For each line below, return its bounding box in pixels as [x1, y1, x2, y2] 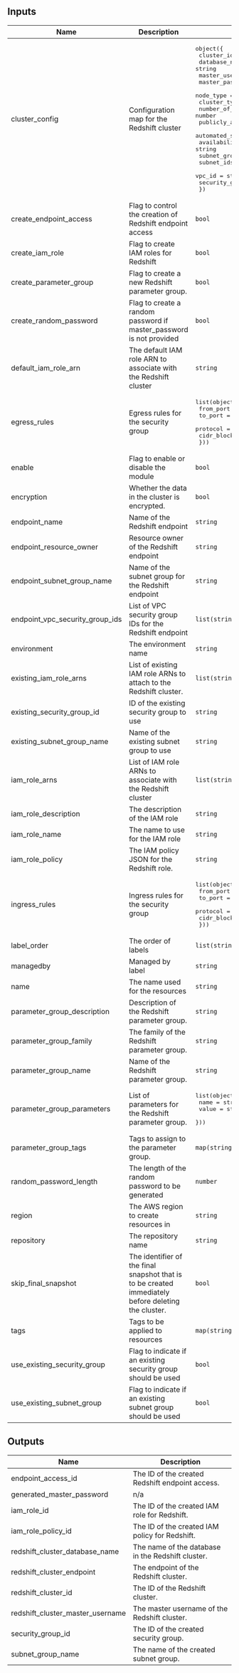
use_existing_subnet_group [11, 1397, 102, 1407]
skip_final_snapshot [11, 1278, 77, 1288]
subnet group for [129, 571, 185, 581]
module [129, 471, 154, 481]
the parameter [129, 1142, 176, 1152]
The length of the [129, 1163, 186, 1173]
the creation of [129, 209, 178, 219]
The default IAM [129, 345, 183, 355]
